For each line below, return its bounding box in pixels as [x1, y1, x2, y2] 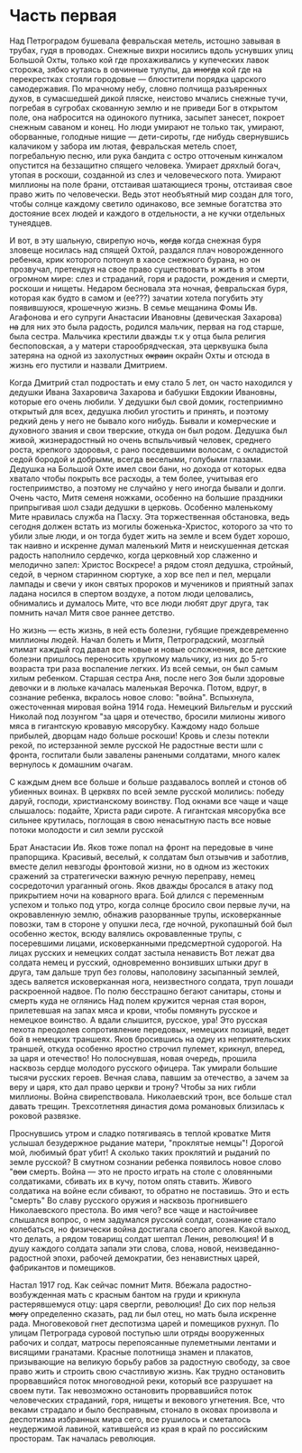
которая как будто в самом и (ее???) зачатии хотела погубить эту [9, 292, 264, 303]
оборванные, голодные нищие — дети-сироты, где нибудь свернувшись [9, 131, 289, 142]
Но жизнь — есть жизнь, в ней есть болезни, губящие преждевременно [9, 625, 289, 635]
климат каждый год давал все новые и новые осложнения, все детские [9, 643, 287, 654]
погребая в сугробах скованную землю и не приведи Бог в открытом [9, 102, 278, 113]
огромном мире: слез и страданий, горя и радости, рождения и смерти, [9, 273, 289, 284]
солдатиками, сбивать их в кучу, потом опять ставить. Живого [9, 1175, 252, 1187]
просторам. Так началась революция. [9, 1432, 156, 1444]
